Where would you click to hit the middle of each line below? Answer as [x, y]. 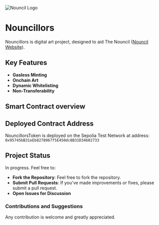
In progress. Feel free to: [30, 167]
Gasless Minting [30, 74]
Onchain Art [25, 80]
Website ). [15, 47]
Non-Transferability [33, 90]
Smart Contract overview [45, 107]
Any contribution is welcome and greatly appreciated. [60, 217]
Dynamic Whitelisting [35, 85]
